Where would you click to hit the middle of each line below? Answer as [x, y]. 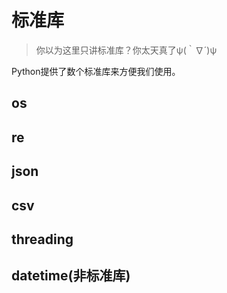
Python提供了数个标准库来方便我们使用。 [96, 71]
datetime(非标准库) [71, 276]
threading [42, 239]
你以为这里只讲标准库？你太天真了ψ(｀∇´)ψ [126, 50]
